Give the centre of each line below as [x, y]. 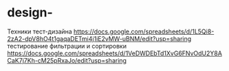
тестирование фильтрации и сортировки [67, 46]
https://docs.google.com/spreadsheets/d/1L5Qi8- [144, 31]
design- [30, 13]
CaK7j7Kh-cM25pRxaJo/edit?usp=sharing [67, 60]
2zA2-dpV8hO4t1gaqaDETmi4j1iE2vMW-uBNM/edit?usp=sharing [99, 38]
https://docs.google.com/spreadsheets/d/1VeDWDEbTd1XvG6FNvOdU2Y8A [115, 53]
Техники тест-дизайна [40, 31]
